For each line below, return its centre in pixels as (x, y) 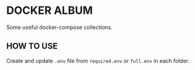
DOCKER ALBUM (50, 11)
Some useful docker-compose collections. (59, 27)
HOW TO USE (32, 46)
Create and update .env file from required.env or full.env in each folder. (98, 60)
